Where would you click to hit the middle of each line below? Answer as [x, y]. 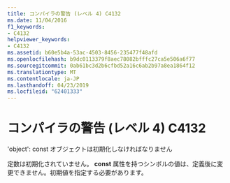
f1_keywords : [26, 27]
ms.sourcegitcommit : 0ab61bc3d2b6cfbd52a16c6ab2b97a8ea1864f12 [101, 66]
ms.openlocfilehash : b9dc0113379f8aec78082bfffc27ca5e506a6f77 [101, 59]
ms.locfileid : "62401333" [45, 91]
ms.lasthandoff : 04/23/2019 [48, 85]
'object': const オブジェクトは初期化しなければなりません [90, 149]
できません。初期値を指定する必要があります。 [80, 173]
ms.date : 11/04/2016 [37, 20]
